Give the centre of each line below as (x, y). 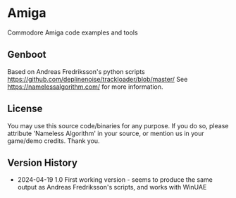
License (25, 109)
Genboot (27, 55)
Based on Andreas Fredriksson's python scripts (76, 71)
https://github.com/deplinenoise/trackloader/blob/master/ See (98, 79)
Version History (42, 162)
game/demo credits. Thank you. (54, 141)
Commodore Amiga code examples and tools (73, 32)
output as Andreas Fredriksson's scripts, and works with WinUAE (112, 187)
